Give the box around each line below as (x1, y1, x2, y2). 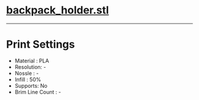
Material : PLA (14, 57, 49, 64)
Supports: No (14, 82, 47, 89)
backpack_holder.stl (6, 4, 110, 17)
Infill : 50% (14, 76, 41, 83)
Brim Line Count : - (14, 88, 61, 95)
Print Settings (6, 38, 75, 51)
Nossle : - (14, 69, 39, 76)
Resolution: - (14, 63, 46, 71)
